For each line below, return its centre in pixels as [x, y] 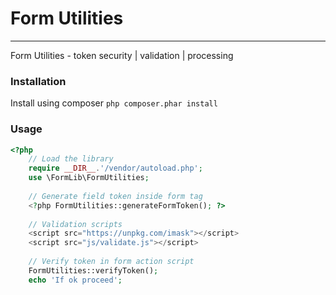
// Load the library [71, 159]
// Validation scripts [75, 224]
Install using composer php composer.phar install [114, 103]
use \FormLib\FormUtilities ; [89, 178]
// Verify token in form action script [111, 262]
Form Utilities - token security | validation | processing [122, 55]
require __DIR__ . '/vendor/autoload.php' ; [115, 168]
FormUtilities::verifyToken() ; [93, 270]
